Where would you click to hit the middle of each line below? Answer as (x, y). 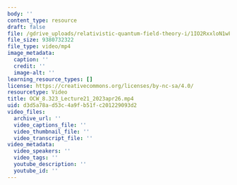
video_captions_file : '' (50, 125)
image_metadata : (31, 53)
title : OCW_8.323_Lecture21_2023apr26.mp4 (71, 99)
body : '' (20, 14)
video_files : (26, 112)
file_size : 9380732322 (41, 40)
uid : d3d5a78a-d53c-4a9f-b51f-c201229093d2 (72, 106)
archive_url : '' (37, 118)
